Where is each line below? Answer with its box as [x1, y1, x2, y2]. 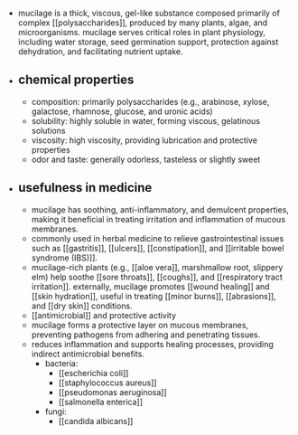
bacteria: [44, 357, 79, 369]
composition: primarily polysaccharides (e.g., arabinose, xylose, [31, 96, 270, 107]
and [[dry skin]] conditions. [31, 300, 133, 311]
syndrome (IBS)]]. [31, 252, 98, 263]
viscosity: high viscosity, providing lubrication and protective [31, 135, 257, 146]
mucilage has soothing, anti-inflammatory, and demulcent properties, [31, 203, 289, 215]
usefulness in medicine [17, 180, 153, 195]
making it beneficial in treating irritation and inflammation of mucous [31, 213, 286, 224]
